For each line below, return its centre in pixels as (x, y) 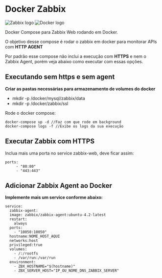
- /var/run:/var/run (35, 258)
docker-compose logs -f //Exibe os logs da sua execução (64, 126)
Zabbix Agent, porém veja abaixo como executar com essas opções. (74, 61)
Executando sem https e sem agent (60, 77)
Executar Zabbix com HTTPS (50, 141)
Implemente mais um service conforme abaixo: (54, 198)
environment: (23, 262)
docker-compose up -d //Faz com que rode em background (63, 122)
